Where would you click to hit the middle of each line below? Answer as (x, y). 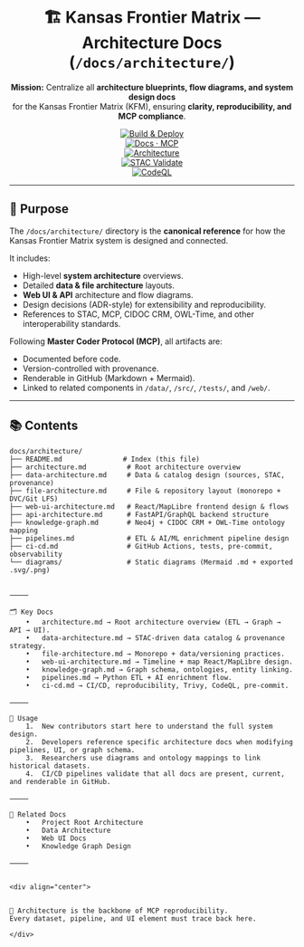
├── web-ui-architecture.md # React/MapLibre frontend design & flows (149, 507)
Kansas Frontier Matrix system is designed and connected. (119, 240)
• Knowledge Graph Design (78, 846)
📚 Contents (44, 426)
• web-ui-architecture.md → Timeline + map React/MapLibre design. (160, 662)
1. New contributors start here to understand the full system (149, 726)
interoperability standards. (71, 323)
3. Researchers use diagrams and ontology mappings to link (143, 758)
